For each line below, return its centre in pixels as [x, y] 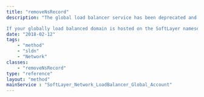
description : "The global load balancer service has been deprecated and [102, 18]
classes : [17, 62]
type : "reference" [29, 73]
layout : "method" [28, 79]
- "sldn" [28, 51]
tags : [13, 40]
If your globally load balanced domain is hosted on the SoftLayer [93, 28]
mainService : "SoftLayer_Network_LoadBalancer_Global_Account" [89, 85]
